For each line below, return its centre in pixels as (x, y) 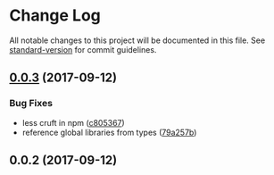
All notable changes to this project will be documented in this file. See (137, 40)
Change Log (55, 16)
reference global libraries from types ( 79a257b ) (109, 132)
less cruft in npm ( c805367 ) (73, 122)
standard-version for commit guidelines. (83, 49)
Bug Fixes (31, 104)
